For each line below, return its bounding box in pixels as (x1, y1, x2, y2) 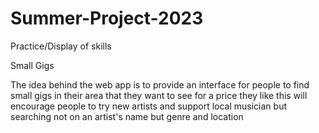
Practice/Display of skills (10, 40, 112, 52)
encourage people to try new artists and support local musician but (10, 100, 287, 112)
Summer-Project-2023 (10, 7, 204, 30)
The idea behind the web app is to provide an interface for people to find (10, 78, 310, 91)
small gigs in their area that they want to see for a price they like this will (10, 89, 308, 101)
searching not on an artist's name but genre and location (10, 110, 244, 122)
